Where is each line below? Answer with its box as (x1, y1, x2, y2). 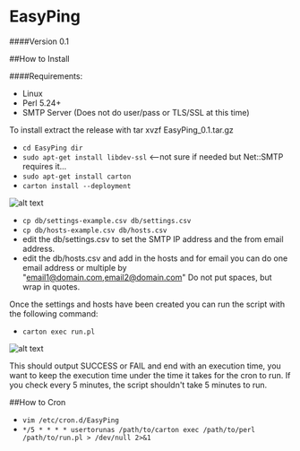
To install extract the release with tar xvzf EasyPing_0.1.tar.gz (9, 124, 235, 135)
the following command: (9, 308, 99, 319)
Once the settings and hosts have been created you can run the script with (9, 299, 285, 309)
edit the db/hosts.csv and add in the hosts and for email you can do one (21, 253, 288, 264)
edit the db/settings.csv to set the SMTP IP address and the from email (21, 233, 284, 244)
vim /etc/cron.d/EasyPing (21, 415, 119, 425)
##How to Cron (9, 396, 66, 407)
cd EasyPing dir (21, 143, 83, 152)
